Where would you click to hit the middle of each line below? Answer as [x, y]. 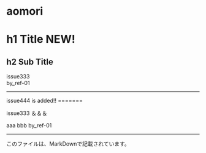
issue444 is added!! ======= [44, 101]
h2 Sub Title [30, 62]
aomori [25, 11]
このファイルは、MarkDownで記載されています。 [68, 144]
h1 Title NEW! [41, 39]
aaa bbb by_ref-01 [29, 125]
